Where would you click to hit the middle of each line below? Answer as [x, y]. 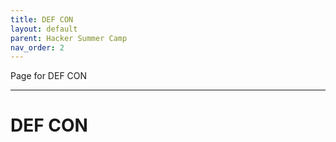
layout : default [44, 29]
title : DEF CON [42, 19]
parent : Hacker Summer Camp [69, 38]
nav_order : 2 [37, 47]
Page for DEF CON [49, 76]
